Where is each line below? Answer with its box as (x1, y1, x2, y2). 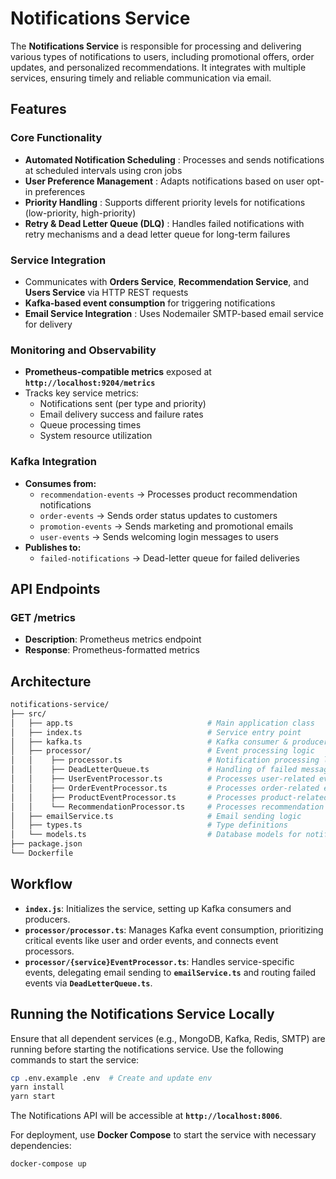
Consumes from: (24, 477, 97, 489)
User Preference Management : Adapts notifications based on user (24, 175, 305, 187)
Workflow (10, 876, 73, 893)
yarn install (10, 1082, 65, 1092)
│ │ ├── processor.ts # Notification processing (10, 755, 320, 766)
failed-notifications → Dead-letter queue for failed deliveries (39, 552, 300, 564)
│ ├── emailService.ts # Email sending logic (10, 811, 302, 821)
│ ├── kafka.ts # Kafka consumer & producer (10, 737, 329, 747)
